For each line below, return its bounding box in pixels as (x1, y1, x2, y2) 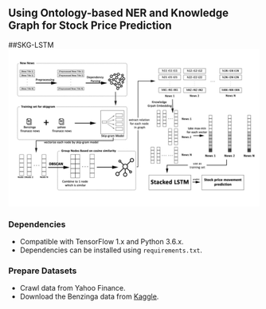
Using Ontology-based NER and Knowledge (8, 6, 229, 20)
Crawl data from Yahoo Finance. (19, 283, 126, 293)
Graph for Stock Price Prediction (8, 19, 172, 33)
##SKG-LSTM (8, 40, 54, 50)
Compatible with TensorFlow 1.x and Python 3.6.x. (19, 237, 185, 247)
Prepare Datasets (8, 265, 77, 276)
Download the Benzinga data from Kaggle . (19, 291, 159, 302)
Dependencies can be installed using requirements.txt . (19, 245, 203, 255)
